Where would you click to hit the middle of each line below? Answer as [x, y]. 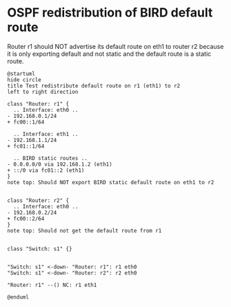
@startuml [21, 74]
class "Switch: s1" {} [40, 249]
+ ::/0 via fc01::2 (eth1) [46, 170]
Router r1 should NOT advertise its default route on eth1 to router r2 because [115, 46]
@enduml [18, 297]
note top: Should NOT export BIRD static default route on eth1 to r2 [111, 182]
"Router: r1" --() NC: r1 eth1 [52, 285]
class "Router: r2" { [38, 200]
